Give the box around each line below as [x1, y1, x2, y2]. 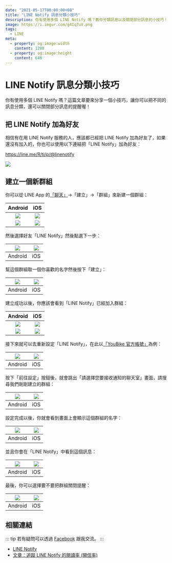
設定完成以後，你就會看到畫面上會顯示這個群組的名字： [5, 414, 122, 421]
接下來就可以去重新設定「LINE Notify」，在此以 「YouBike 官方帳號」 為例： [5, 340, 162, 347]
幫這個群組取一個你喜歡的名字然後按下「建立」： [5, 266, 106, 273]
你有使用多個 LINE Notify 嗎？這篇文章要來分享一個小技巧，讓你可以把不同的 [5, 97, 166, 103]
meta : [5, 37, 17, 42]
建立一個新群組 [5, 177, 53, 186]
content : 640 [14, 55, 42, 61]
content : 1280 [14, 46, 45, 51]
